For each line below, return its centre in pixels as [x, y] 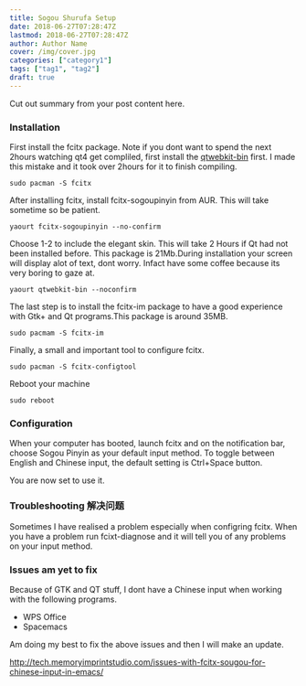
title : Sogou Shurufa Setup [63, 18]
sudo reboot [32, 401]
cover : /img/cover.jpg [53, 52]
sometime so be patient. [55, 210]
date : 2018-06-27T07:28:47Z [63, 27]
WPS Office [44, 616]
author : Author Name [49, 43]
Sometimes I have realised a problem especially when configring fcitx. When [153, 526]
